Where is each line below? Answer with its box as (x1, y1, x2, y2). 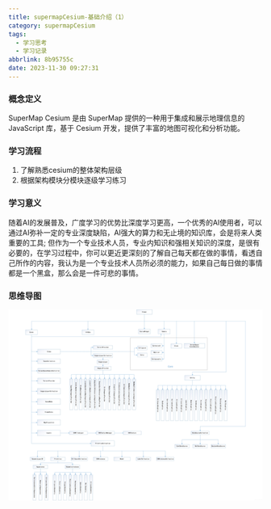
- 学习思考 (15, 39, 48, 47)
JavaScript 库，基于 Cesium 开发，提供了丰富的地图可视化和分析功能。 (8, 124, 244, 133)
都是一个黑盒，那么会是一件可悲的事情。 (8, 267, 143, 278)
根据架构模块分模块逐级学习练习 (19, 175, 127, 185)
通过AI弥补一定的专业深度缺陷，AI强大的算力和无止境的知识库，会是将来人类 (8, 227, 262, 238)
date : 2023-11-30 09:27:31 (8, 65, 99, 73)
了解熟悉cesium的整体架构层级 (19, 166, 123, 175)
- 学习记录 (15, 47, 48, 56)
